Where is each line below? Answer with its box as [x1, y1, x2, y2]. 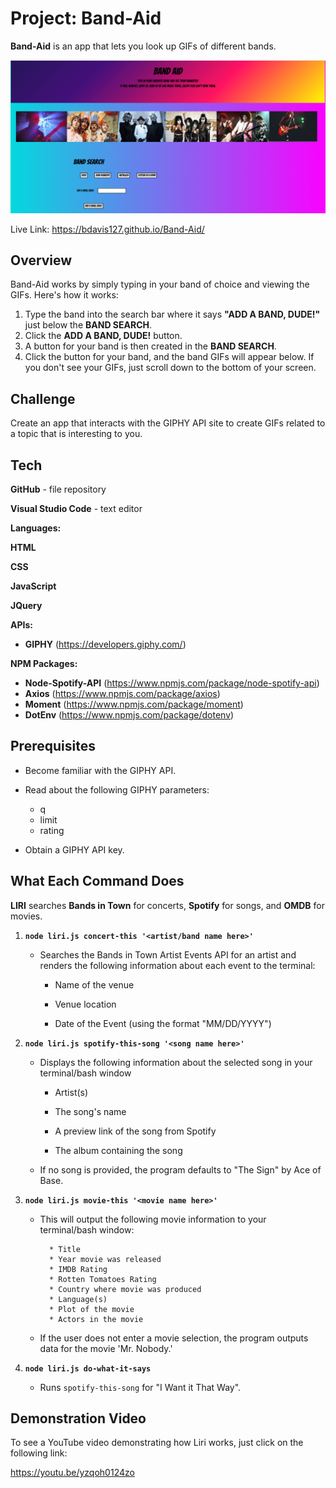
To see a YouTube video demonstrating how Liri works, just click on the [10, 1437, 304, 1449]
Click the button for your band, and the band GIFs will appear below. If [24, 351, 315, 363]
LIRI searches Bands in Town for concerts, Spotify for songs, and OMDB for [10, 899, 325, 911]
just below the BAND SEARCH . [24, 319, 152, 331]
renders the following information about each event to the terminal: [39, 959, 316, 971]
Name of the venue [54, 978, 135, 991]
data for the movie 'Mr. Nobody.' [39, 1342, 173, 1354]
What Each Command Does [10, 873, 185, 890]
